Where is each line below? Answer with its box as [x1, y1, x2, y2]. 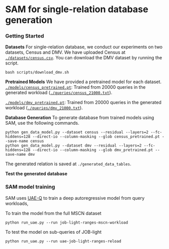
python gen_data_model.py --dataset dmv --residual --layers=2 [5, 143, 142, 148]
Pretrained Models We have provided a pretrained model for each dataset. [5, 79, 162, 85]
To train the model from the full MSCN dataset [5, 210, 102, 216]
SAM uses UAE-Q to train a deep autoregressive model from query [5, 195, 145, 201]
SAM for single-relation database [5, 4, 149, 15]
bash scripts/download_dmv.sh [5, 70, 70, 75]
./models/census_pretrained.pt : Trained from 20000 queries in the [5, 84, 146, 90]
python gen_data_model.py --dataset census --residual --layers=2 [5, 130, 149, 135]
